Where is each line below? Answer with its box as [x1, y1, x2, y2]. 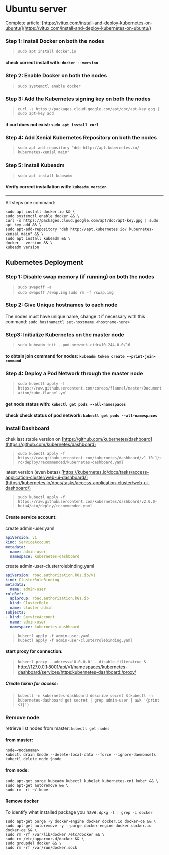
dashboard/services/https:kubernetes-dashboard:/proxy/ [17, 669, 137, 675]
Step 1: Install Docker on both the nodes [5, 37, 104, 44]
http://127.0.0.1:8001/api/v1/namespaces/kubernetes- [17, 664, 127, 670]
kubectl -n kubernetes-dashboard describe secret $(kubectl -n [17, 693, 153, 698]
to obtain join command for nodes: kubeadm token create [5, 353, 125, 359]
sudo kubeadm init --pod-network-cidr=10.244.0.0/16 [17, 343, 131, 348]
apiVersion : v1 [5, 535, 37, 540]
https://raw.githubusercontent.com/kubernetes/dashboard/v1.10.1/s [17, 456, 162, 461]
